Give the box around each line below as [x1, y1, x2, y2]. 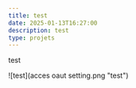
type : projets [8, 33, 56, 42]
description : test [8, 26, 69, 34]
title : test [8, 11, 48, 20]
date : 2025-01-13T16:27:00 [8, 19, 98, 27]
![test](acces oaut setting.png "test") [8, 71, 129, 80]
